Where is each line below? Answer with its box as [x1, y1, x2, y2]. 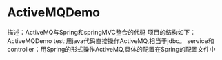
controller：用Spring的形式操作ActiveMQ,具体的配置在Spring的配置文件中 [7, 45, 216, 53]
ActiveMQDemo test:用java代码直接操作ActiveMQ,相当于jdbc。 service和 [7, 36, 214, 45]
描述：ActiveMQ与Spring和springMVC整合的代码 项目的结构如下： [7, 28, 196, 36]
